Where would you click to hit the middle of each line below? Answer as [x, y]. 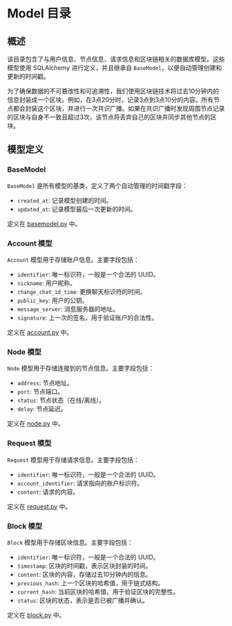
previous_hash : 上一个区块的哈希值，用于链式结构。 [90, 583]
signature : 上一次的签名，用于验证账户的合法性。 [87, 317]
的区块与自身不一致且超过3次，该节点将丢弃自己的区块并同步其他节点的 [109, 117]
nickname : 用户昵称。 [47, 283]
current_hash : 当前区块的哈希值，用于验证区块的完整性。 [98, 591]
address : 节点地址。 [45, 383]
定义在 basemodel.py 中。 [44, 223]
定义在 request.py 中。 [39, 506]
